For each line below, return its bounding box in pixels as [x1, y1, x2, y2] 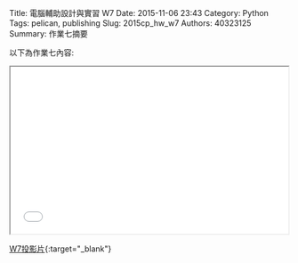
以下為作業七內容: [9, 47, 75, 58]
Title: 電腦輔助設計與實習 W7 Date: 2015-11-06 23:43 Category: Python [9, 8, 270, 18]
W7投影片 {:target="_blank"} [9, 243, 112, 254]
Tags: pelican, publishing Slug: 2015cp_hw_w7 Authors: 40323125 [9, 18, 252, 29]
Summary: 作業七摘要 [9, 29, 88, 38]
